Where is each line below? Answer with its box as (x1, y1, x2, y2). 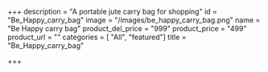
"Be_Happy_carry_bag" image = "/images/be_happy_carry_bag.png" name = (7, 15, 261, 25)
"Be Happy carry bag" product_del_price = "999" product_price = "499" (7, 24, 247, 33)
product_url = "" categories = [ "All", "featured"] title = (7, 32, 187, 42)
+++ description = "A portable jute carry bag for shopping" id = (7, 7, 218, 16)
